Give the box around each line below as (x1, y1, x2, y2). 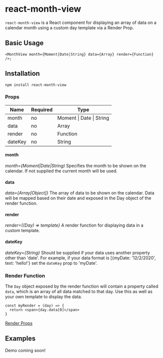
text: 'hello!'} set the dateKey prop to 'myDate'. (5, 260, 98, 266)
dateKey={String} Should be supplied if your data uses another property (5, 250, 150, 255)
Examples (5, 335, 36, 343)
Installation (5, 69, 40, 78)
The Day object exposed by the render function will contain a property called (5, 283, 159, 289)
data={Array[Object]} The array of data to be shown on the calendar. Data (5, 190, 155, 196)
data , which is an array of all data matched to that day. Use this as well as (5, 288, 153, 294)
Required (31, 106, 53, 113)
